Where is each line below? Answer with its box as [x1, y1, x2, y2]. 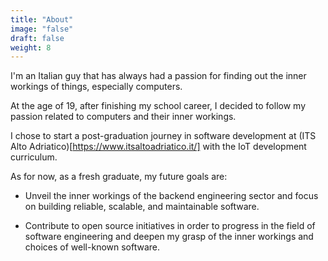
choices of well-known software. [24, 241, 161, 253]
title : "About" [10, 14, 74, 25]
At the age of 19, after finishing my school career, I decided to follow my [10, 100, 307, 112]
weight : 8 [10, 42, 52, 53]
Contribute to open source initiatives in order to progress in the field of [24, 220, 316, 232]
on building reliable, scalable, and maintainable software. [24, 201, 260, 213]
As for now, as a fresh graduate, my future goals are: [10, 171, 228, 183]
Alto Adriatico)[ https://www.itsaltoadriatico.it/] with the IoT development [10, 141, 307, 153]
